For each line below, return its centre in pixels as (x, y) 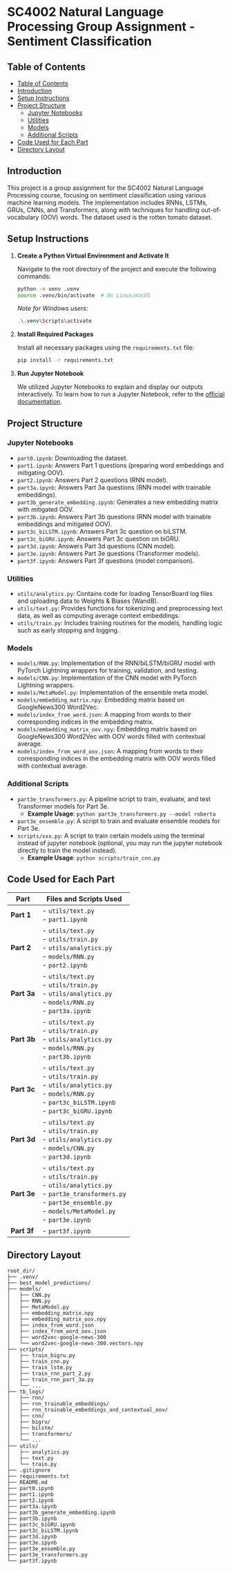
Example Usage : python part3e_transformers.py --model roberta (122, 813)
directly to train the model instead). (67, 850)
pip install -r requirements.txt (65, 360)
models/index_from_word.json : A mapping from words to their (104, 715)
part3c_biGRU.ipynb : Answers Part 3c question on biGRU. (99, 539)
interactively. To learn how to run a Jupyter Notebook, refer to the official (121, 394)
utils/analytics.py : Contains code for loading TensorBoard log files (115, 594)
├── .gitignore (29, 1471)
